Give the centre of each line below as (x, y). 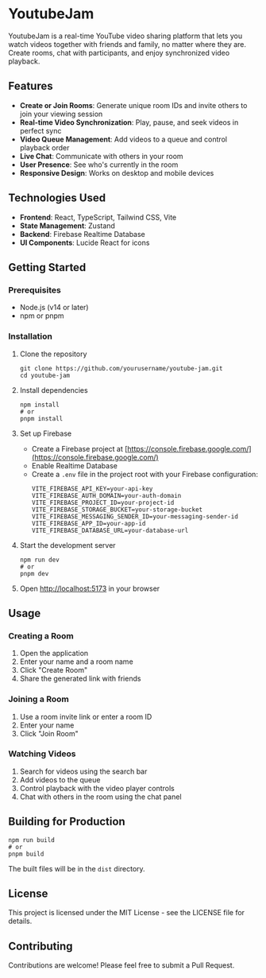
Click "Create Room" (54, 670)
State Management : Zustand (67, 225)
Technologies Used (57, 198)
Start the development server (68, 545)
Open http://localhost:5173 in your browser (90, 588)
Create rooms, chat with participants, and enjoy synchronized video (119, 52)
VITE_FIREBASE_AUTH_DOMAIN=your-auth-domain (106, 495)
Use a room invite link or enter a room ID (86, 716)
